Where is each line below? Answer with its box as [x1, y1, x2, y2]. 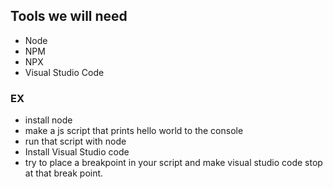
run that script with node [24, 135, 127, 148]
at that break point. [24, 167, 104, 179]
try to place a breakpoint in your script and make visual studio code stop [24, 157, 323, 169]
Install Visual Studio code [24, 146, 130, 158]
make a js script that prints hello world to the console [24, 125, 244, 137]
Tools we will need [10, 8, 128, 25]
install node [24, 114, 73, 126]
